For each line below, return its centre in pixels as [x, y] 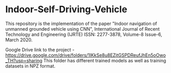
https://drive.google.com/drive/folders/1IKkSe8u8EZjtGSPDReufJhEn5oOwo [85, 55]
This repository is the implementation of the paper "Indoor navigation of [81, 23]
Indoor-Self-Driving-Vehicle [66, 9]
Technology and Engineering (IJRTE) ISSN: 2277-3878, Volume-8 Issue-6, [84, 34]
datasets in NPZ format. [30, 66]
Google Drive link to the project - [40, 50]
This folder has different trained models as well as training [105, 60]
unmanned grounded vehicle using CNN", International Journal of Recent [83, 29]
